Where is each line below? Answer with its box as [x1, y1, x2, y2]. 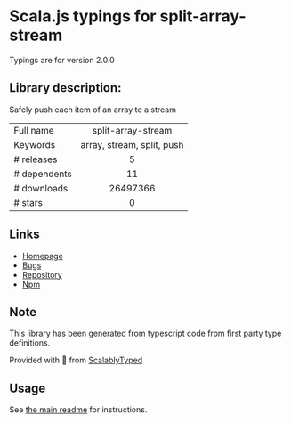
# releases [13, 153, 58, 166]
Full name [13, 124, 55, 136]
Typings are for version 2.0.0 [9, 54, 116, 65]
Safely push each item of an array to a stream [9, 104, 176, 115]
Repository [21, 269, 62, 280]
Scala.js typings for [9, 6, 157, 27]
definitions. [9, 338, 51, 348]
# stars [13, 196, 43, 208]
